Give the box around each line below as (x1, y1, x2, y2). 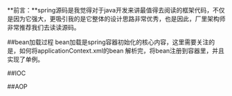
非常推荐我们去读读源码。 (7, 23, 80, 31)
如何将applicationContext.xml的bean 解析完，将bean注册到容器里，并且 (19, 47, 225, 55)
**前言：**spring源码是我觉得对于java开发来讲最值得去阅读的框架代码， (7, 6, 213, 14)
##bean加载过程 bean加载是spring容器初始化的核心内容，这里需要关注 (7, 38, 209, 46)
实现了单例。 (7, 55, 44, 64)
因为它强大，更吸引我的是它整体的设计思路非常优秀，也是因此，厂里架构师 (12, 15, 226, 23)
